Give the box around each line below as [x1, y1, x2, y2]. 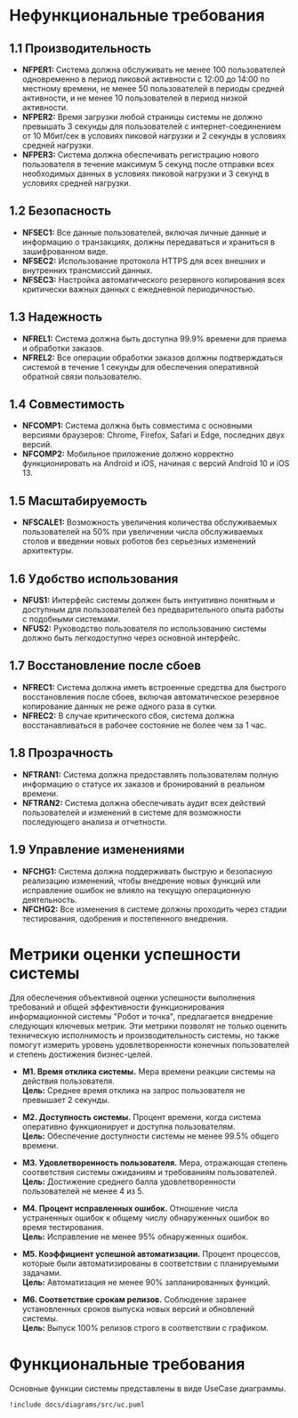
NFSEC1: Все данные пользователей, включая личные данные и [21, 227, 267, 238]
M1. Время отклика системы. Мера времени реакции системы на [21, 1067, 276, 1077]
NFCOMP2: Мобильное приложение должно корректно [21, 448, 234, 459]
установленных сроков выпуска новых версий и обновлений [21, 1304, 255, 1315]
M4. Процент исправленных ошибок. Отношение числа [21, 1203, 238, 1214]
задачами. [21, 1268, 62, 1278]
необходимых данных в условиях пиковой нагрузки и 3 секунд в [21, 168, 270, 179]
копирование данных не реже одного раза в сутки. [21, 700, 218, 712]
